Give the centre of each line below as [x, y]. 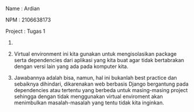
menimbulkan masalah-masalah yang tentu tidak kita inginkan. [89, 103]
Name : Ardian [23, 9]
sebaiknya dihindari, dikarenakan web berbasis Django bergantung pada [101, 84]
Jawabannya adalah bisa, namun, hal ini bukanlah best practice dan [96, 78]
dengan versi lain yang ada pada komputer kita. [71, 66]
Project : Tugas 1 [25, 31]
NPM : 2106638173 [28, 20]
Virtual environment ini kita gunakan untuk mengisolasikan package [95, 54]
